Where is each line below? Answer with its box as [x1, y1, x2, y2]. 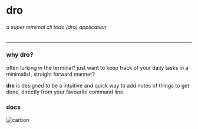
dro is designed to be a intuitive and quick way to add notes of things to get [6, 82, 190, 89]
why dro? [6, 51, 34, 59]
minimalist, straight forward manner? [6, 70, 95, 78]
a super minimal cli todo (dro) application [6, 23, 107, 30]
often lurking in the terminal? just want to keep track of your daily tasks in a [6, 64, 189, 71]
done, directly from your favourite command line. [6, 88, 125, 95]
